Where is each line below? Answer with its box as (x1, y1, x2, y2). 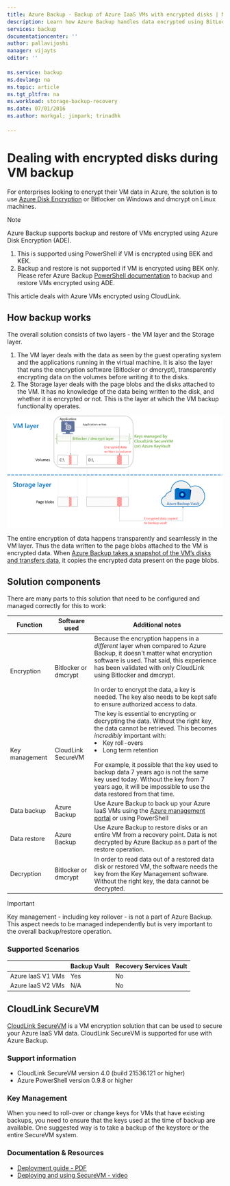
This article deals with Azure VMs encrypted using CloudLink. (7, 292, 181, 300)
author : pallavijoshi (7, 40, 69, 47)
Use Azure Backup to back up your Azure (94, 799, 211, 807)
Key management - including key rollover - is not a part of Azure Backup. (7, 913, 214, 921)
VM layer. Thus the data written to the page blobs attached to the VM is (7, 541, 209, 550)
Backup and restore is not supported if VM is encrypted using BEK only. (16, 264, 220, 272)
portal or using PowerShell (94, 814, 169, 823)
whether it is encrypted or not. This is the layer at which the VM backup (16, 394, 219, 403)
